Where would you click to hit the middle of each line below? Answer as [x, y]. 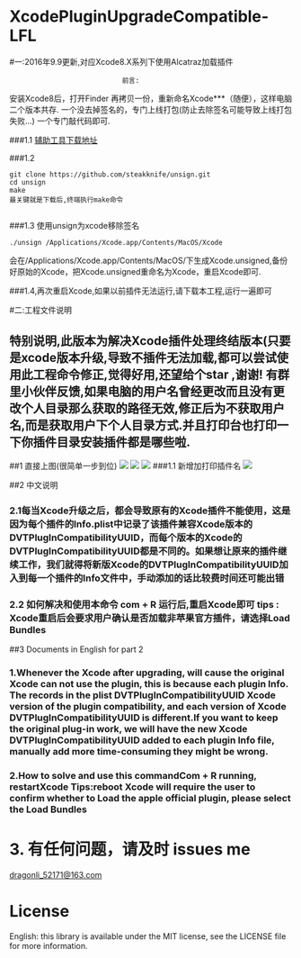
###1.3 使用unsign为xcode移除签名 [75, 225]
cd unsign [28, 182]
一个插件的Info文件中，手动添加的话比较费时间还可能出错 [161, 578]
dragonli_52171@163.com [56, 874]
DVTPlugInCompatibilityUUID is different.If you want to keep [144, 718]
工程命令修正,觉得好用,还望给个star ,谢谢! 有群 [161, 375]
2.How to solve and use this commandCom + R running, [133, 775]
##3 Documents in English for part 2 [76, 649]
